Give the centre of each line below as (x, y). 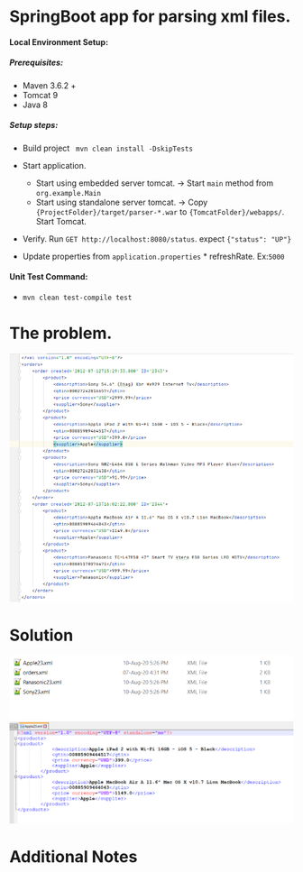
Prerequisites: (37, 63)
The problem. (61, 333)
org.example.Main (69, 193)
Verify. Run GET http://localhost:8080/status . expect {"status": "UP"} (156, 239)
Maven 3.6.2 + (49, 85)
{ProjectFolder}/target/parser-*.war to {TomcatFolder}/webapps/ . (160, 211)
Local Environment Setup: (59, 41)
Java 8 (35, 105)
